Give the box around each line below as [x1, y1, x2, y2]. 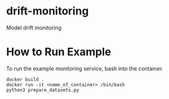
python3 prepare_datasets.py [6, 87, 79, 93]
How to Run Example [6, 45, 111, 59]
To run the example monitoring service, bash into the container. [6, 65, 164, 72]
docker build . [6, 76, 45, 82]
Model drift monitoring [6, 24, 62, 31]
